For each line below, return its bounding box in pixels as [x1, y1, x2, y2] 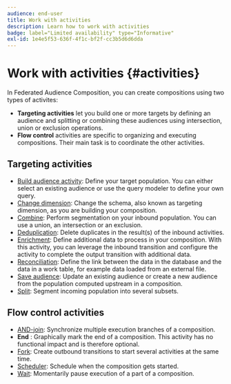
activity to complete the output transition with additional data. [17, 250, 192, 258]
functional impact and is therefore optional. [17, 340, 140, 348]
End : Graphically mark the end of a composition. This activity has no [17, 332, 214, 340]
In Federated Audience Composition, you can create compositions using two [7, 88, 225, 97]
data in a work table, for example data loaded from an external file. [17, 265, 207, 273]
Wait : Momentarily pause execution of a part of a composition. [17, 369, 194, 377]
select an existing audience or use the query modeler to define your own [17, 184, 224, 192]
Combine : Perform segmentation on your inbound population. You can [17, 213, 217, 222]
